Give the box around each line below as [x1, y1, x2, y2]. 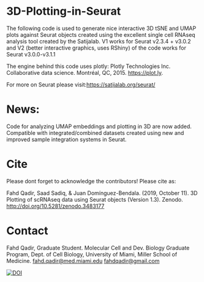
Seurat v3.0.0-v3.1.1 [6, 50, 56, 58]
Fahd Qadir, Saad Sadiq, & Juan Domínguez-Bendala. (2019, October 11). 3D [6, 189, 198, 197]
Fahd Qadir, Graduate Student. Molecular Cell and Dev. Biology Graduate [6, 244, 190, 251]
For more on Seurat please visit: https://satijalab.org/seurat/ [6, 81, 156, 88]
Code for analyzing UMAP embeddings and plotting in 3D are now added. [6, 123, 192, 130]
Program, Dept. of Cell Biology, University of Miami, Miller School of [6, 250, 178, 258]
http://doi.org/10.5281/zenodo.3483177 [6, 202, 105, 210]
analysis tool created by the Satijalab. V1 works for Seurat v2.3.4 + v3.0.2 [6, 37, 191, 45]
